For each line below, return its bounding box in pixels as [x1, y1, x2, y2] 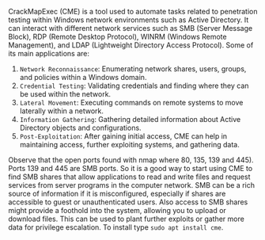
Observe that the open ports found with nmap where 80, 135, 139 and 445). [8, 155, 255, 165]
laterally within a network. [19, 106, 104, 116]
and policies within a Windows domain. [19, 73, 147, 82]
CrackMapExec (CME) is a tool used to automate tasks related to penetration [8, 7, 259, 16]
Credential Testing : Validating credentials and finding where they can [19, 81, 249, 90]
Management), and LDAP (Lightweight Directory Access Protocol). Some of [8, 40, 254, 50]
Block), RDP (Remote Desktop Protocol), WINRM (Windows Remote [8, 32, 227, 41]
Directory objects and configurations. [19, 123, 142, 132]
